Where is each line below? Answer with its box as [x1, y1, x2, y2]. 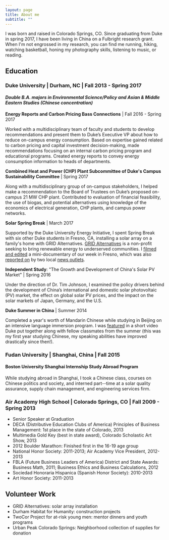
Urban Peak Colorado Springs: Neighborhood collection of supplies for [12, 525, 160, 531]
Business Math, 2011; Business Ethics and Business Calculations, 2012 [12, 464, 159, 470]
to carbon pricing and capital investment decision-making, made [5, 142, 140, 148]
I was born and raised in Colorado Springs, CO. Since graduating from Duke [5, 31, 162, 37]
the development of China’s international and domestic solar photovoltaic [5, 286, 157, 293]
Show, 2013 [12, 437, 37, 444]
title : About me [5, 12, 39, 17]
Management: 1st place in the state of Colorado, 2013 [12, 427, 124, 433]
